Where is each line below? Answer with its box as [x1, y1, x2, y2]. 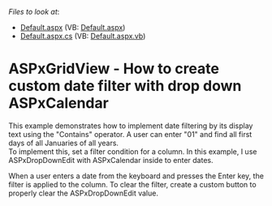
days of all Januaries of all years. [8, 138, 119, 148]
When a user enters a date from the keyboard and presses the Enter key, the [8, 170, 264, 181]
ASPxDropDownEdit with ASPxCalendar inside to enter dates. [8, 155, 214, 165]
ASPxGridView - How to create [8, 60, 219, 78]
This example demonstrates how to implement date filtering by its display [8, 121, 253, 131]
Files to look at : [8, 7, 60, 16]
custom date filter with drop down [8, 77, 242, 96]
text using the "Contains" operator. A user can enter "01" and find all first [8, 129, 253, 139]
